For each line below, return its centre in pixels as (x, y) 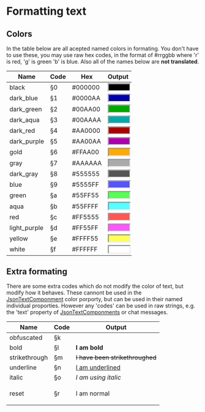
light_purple (27, 228)
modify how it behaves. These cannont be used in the (74, 293)
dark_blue (24, 98)
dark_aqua (24, 119)
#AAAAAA (87, 163)
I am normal (93, 394)
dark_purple (27, 141)
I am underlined (98, 367)
